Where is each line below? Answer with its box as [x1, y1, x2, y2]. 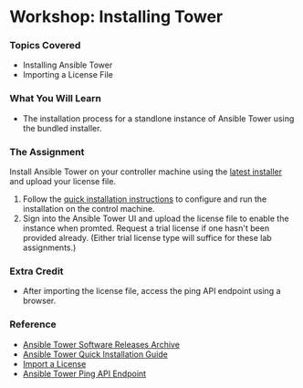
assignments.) [22, 242, 77, 253]
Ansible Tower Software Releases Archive [22, 339, 181, 350]
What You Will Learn [9, 92, 102, 105]
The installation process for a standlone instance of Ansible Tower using [22, 112, 295, 124]
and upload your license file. [9, 176, 117, 187]
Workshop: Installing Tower [9, 6, 224, 27]
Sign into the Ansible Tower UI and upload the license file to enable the [22, 213, 289, 225]
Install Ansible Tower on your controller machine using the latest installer [9, 166, 283, 177]
